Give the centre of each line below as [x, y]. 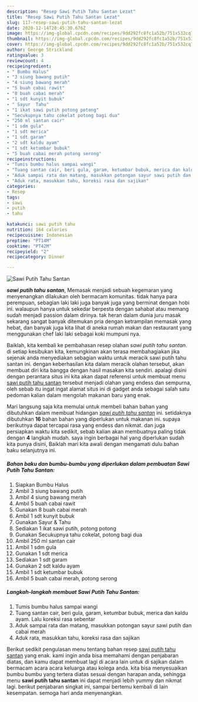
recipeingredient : [29, 66]
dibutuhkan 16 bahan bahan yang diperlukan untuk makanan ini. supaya [94, 419]
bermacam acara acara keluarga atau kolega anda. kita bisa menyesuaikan [97, 668]
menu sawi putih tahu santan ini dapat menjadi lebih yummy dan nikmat [94, 681]
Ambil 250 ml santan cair [45, 541]
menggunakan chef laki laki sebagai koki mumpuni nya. [73, 334]
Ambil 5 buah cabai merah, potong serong [66, 579]
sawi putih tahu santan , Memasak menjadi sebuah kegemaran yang [90, 290]
